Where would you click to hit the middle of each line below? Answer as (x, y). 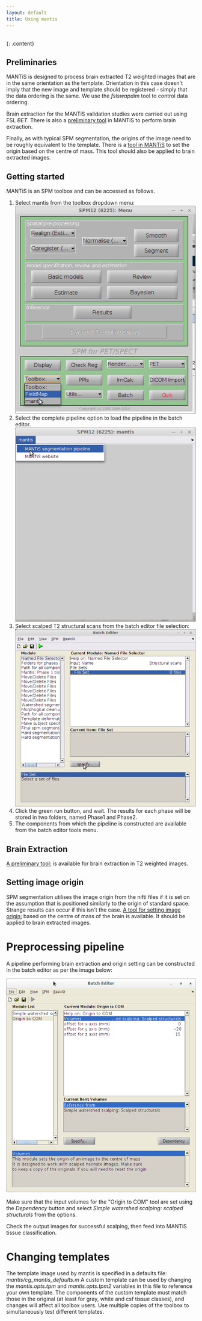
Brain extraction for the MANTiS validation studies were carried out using (97, 114)
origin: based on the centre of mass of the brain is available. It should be (96, 916)
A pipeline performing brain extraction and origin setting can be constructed (101, 963)
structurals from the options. (41, 1214)
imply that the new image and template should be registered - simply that (97, 90)
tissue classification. (32, 1232)
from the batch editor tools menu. (56, 830)
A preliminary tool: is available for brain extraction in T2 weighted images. (97, 863)
